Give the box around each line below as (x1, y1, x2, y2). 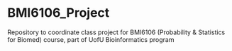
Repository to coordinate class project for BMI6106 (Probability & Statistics (7, 28, 226, 36)
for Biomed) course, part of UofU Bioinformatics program (7, 35, 175, 43)
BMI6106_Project (7, 5, 110, 21)
